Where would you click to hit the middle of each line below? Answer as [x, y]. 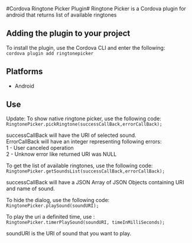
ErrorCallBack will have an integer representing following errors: [84, 142]
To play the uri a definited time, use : [51, 217]
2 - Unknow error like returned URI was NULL [61, 154]
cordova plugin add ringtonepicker [50, 53]
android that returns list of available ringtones [61, 15]
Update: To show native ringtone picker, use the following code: [84, 119]
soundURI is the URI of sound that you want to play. [69, 234]
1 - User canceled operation [40, 148]
